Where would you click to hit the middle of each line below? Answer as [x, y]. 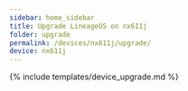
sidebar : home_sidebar [52, 18]
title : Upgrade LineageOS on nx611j [78, 26]
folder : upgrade [40, 34]
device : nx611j [38, 51]
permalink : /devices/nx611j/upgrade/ [80, 43]
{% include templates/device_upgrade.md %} [94, 77]
